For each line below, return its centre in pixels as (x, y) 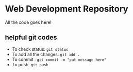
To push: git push (30, 64)
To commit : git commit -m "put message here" (59, 59)
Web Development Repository (67, 9)
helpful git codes (31, 37)
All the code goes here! (28, 22)
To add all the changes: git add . (46, 54)
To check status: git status (40, 49)
